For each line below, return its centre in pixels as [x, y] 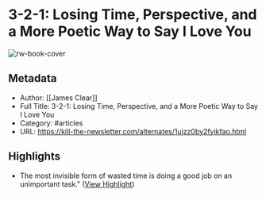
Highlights [35, 156]
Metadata [33, 78]
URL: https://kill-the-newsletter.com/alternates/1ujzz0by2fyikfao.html [133, 131]
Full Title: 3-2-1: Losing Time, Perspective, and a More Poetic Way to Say [139, 106]
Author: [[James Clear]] [58, 98]
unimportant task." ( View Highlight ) [77, 183]
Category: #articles [51, 123]
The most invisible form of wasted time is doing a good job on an [126, 176]
